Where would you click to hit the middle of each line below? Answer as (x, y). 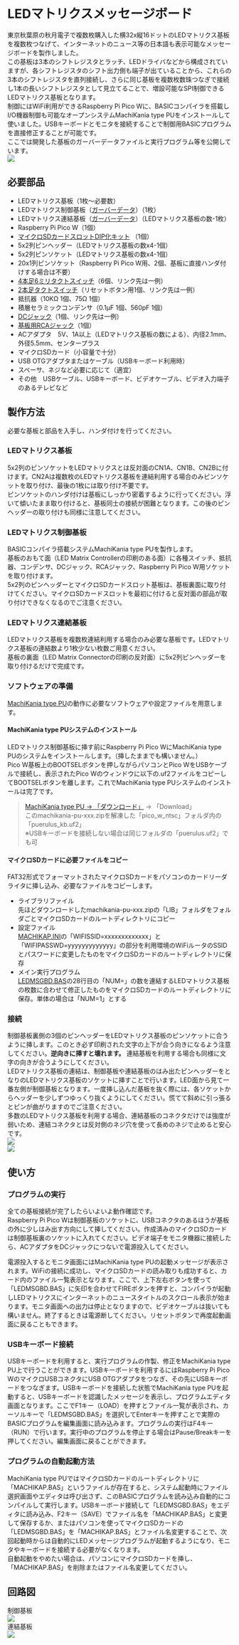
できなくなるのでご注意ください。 (76, 603)
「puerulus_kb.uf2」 (55, 824)
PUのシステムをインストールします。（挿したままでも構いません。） (105, 756)
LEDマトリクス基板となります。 (53, 97)
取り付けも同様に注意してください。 (91, 512)
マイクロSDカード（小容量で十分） (69, 351)
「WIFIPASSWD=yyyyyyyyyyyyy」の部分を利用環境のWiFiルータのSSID (122, 946)
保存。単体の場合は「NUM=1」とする (72, 999)
